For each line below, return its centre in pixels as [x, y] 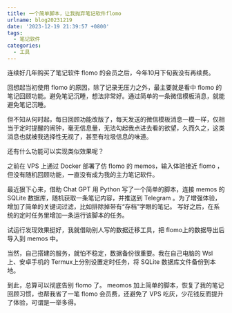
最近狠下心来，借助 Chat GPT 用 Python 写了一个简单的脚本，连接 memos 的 [116, 189]
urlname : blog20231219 [40, 20]
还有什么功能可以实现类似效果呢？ [56, 151]
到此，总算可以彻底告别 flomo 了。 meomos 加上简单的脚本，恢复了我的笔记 [116, 285]
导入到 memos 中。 [35, 238]
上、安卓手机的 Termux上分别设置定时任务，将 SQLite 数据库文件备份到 [109, 262]
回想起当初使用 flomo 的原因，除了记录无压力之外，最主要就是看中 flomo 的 [115, 87]
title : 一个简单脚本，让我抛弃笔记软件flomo [65, 13]
